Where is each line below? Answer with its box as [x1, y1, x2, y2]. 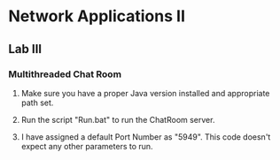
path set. [20, 97, 54, 108]
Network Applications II [8, 6, 186, 27]
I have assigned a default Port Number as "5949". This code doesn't [20, 131, 271, 142]
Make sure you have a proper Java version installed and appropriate [20, 88, 270, 98]
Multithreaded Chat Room [8, 68, 121, 80]
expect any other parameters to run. [20, 141, 153, 151]
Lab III [8, 42, 42, 57]
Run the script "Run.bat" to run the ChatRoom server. [20, 114, 215, 125]
